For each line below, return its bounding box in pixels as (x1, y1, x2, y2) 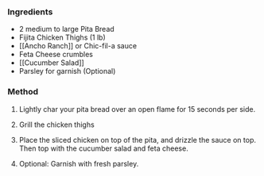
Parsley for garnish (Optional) (18, 67, 116, 76)
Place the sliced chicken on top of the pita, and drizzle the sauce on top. (18, 135, 256, 144)
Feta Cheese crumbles (18, 50, 93, 59)
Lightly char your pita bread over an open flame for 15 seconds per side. (18, 104, 256, 113)
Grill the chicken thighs (18, 120, 95, 129)
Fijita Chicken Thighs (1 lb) (18, 33, 107, 42)
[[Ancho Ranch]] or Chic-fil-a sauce (18, 41, 137, 51)
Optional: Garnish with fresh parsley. (18, 159, 139, 168)
